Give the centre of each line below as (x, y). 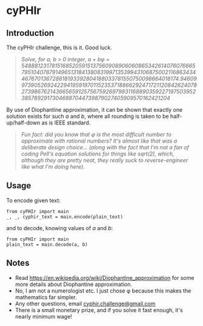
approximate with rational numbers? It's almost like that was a (99, 141)
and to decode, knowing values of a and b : (60, 228)
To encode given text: (33, 200)
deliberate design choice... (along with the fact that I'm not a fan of (105, 147)
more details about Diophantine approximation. (73, 284)
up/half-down (23, 123)
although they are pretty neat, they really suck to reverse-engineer (105, 160)
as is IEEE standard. (66, 123)
